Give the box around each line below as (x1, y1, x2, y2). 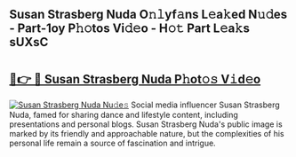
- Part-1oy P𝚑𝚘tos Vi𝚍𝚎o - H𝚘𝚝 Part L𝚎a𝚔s (9, 21, 251, 36)
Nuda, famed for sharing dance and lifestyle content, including (9, 110, 238, 120)
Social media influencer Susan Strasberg (130, 99, 280, 110)
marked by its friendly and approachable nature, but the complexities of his (9, 129, 284, 138)
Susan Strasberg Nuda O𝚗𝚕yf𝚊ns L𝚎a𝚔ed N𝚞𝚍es (9, 7, 287, 22)
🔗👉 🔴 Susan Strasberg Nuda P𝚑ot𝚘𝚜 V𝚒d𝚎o (9, 71, 261, 87)
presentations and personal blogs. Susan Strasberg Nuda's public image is (9, 119, 283, 130)
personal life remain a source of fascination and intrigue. (9, 137, 216, 148)
